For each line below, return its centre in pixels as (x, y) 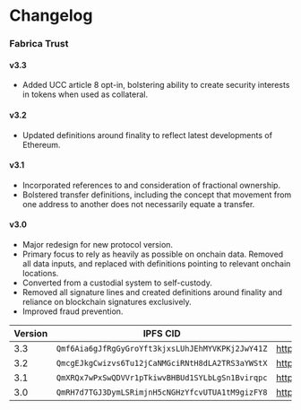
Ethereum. (41, 144)
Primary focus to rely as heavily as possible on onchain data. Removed (153, 254)
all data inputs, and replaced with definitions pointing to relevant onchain (156, 263)
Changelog (51, 16)
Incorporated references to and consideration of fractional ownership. (151, 185)
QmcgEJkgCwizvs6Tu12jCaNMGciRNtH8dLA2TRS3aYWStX (162, 363)
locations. (40, 273)
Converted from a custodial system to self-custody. (117, 283)
